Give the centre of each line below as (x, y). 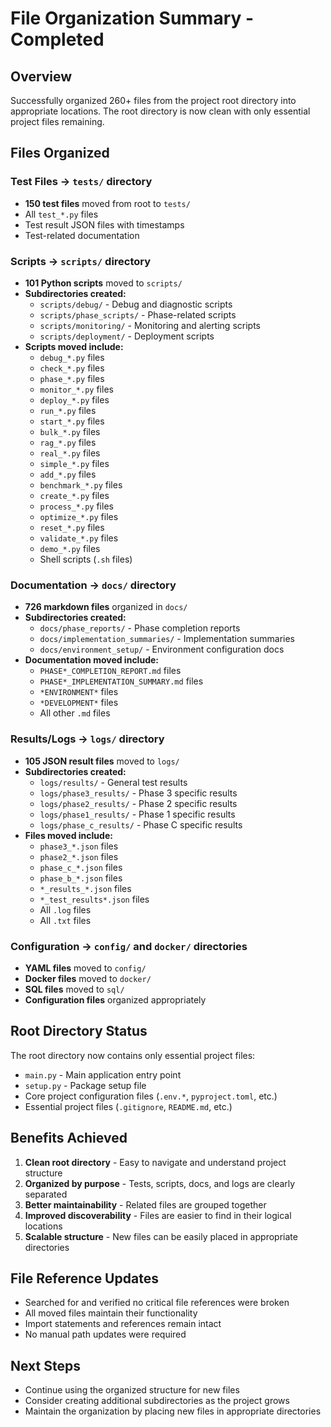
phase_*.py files (72, 378)
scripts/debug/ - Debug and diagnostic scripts (136, 304)
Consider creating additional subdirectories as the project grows (157, 1401)
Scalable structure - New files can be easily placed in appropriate (161, 1236)
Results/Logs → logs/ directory (87, 739)
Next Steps (45, 1365)
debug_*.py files (72, 357)
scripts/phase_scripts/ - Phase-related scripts (138, 314)
